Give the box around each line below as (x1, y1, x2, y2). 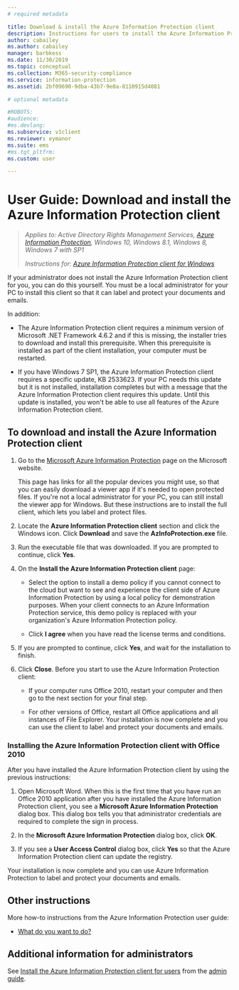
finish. (17, 651, 36, 660)
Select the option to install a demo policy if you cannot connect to (28, 578, 221, 586)
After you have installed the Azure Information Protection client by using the (7, 766, 230, 774)
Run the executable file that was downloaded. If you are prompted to (17, 543, 219, 551)
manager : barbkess (7, 50, 62, 57)
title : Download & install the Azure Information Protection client (7, 23, 215, 31)
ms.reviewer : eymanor (7, 135, 72, 142)
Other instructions (7, 895, 91, 907)
